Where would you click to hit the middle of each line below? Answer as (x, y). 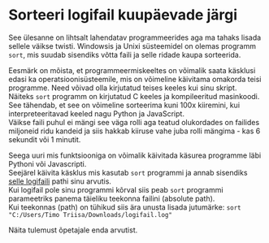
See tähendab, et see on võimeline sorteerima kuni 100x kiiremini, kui (124, 105)
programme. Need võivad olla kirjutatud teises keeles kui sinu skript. (123, 88)
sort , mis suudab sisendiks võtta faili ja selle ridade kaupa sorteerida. (125, 54)
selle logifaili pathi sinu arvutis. (60, 181)
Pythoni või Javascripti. (48, 163)
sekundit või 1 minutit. (45, 139)
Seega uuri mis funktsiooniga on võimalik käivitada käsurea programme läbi (135, 155)
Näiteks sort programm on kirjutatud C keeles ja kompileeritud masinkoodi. (134, 96)
